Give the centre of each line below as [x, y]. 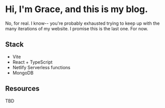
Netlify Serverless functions [41, 67]
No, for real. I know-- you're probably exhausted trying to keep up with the [82, 23]
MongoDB [23, 73]
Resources [22, 89]
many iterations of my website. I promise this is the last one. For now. [77, 28]
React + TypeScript [32, 62]
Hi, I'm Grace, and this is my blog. [77, 9]
